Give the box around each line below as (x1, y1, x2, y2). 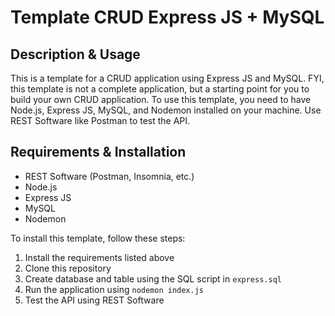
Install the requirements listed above (24, 251, 175, 263)
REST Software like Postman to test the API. (10, 115, 191, 126)
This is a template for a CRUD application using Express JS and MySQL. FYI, (10, 72, 325, 84)
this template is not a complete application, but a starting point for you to (10, 83, 310, 95)
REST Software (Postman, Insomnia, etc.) (24, 170, 195, 182)
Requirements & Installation (10, 144, 187, 161)
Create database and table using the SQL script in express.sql (24, 272, 282, 285)
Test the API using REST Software (24, 294, 165, 306)
